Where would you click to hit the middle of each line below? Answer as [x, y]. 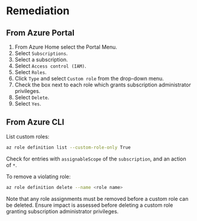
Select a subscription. [41, 60]
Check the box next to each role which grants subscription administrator [103, 85]
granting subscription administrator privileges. [62, 211]
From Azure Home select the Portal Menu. [66, 47]
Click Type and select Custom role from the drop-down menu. [89, 79]
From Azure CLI [35, 122]
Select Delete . [32, 97]
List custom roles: [28, 136]
